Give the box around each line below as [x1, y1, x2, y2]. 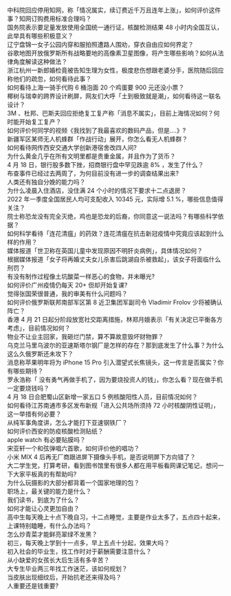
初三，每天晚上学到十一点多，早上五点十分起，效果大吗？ [7, 539, 170, 547]
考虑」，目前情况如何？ [7, 324, 71, 332]
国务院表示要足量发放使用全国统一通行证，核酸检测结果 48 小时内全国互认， [7, 23, 223, 31]
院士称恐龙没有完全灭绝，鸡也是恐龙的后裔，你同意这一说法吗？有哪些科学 [7, 212, 218, 220]
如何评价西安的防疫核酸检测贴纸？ [7, 427, 104, 435]
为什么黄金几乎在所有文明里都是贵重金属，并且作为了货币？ [7, 152, 176, 160]
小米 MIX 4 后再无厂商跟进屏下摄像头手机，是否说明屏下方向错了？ [7, 453, 196, 461]
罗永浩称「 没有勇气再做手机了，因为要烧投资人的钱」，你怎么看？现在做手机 [7, 375, 223, 384]
